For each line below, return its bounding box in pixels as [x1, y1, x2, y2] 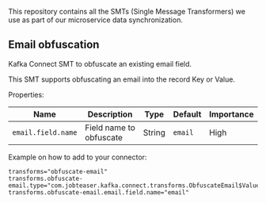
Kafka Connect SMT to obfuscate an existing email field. [8, 59, 192, 68]
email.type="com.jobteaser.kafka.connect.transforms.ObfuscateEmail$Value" [8, 182, 264, 190]
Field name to [84, 122, 136, 133]
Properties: [8, 90, 45, 99]
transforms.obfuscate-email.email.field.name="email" [8, 188, 190, 197]
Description [87, 109, 133, 120]
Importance [209, 109, 254, 120]
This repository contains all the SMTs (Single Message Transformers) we [8, 7, 245, 16]
